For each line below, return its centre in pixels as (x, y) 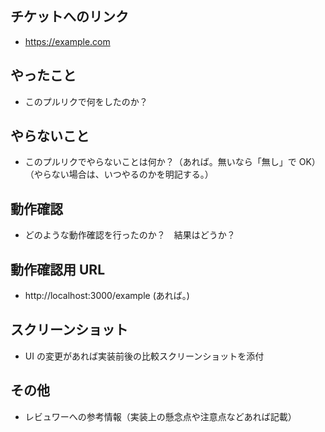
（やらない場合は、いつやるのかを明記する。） (119, 174)
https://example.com (67, 41)
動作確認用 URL (58, 269)
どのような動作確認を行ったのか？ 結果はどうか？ (130, 235)
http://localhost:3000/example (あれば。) (107, 296)
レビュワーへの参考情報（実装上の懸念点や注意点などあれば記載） (160, 416)
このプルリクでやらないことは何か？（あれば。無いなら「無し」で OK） (172, 162)
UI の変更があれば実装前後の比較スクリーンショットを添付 (144, 356)
